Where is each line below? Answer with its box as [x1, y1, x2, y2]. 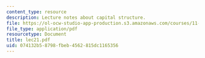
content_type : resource [6, 8, 67, 15]
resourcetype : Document [6, 31, 67, 37]
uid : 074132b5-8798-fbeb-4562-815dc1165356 [6, 43, 119, 49]
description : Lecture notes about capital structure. [6, 14, 146, 21]
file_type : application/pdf [6, 25, 78, 32]
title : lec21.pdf [6, 37, 51, 43]
